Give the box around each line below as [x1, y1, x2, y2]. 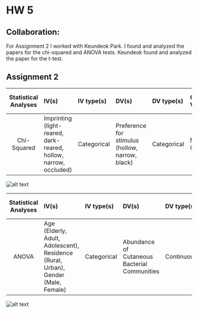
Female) [44, 285, 67, 294]
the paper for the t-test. [6, 55, 64, 62]
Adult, [44, 234, 61, 242]
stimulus [115, 136, 140, 144]
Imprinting [44, 114, 72, 122]
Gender [44, 271, 65, 279]
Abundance [123, 238, 155, 246]
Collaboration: [6, 27, 60, 37]
